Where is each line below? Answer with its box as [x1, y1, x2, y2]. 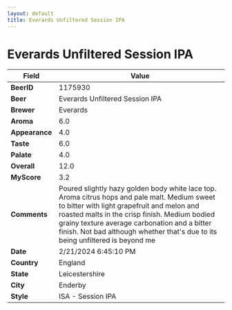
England [58, 258, 86, 268]
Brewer [10, 105, 35, 115]
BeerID [10, 83, 34, 93]
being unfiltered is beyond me [58, 235, 156, 245]
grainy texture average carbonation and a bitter [58, 218, 212, 228]
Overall [10, 162, 35, 171]
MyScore [10, 173, 41, 182]
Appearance [10, 128, 52, 137]
